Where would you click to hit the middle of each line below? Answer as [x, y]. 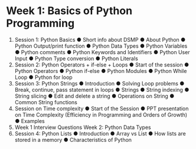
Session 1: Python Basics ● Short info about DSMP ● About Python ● [100, 39]
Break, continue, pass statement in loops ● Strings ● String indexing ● [102, 90]
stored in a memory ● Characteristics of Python [73, 140]
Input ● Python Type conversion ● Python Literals [76, 58]
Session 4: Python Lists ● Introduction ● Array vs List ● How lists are [100, 133]
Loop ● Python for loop [43, 77]
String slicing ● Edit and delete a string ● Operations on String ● [94, 96]
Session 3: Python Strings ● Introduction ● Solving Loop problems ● [99, 83]
